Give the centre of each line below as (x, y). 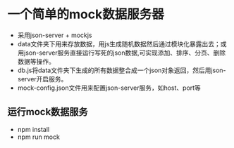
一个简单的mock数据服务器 (86, 14)
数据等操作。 (36, 61)
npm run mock (38, 137)
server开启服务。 (42, 79)
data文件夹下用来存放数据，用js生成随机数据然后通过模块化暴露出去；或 (122, 43)
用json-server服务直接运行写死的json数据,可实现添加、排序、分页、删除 (122, 53)
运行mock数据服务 (48, 112)
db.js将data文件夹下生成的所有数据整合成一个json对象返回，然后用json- (122, 70)
